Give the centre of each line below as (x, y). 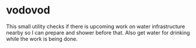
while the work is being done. (42, 39)
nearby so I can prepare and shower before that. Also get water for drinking (98, 32)
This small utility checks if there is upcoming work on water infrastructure (96, 26)
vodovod (28, 10)
